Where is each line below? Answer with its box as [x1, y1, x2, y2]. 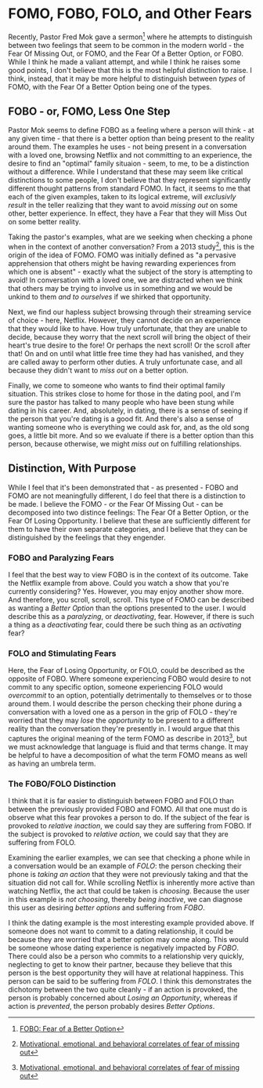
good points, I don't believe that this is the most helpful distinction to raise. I [8, 65, 253, 75]
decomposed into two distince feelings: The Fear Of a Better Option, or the [8, 508, 249, 517]
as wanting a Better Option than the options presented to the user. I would [8, 603, 247, 613]
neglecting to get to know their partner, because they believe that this [8, 960, 232, 970]
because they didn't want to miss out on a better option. [8, 366, 189, 375]
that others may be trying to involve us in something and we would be [8, 284, 233, 293]
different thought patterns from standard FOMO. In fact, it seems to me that [8, 184, 250, 193]
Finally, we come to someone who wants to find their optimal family [8, 381, 225, 391]
